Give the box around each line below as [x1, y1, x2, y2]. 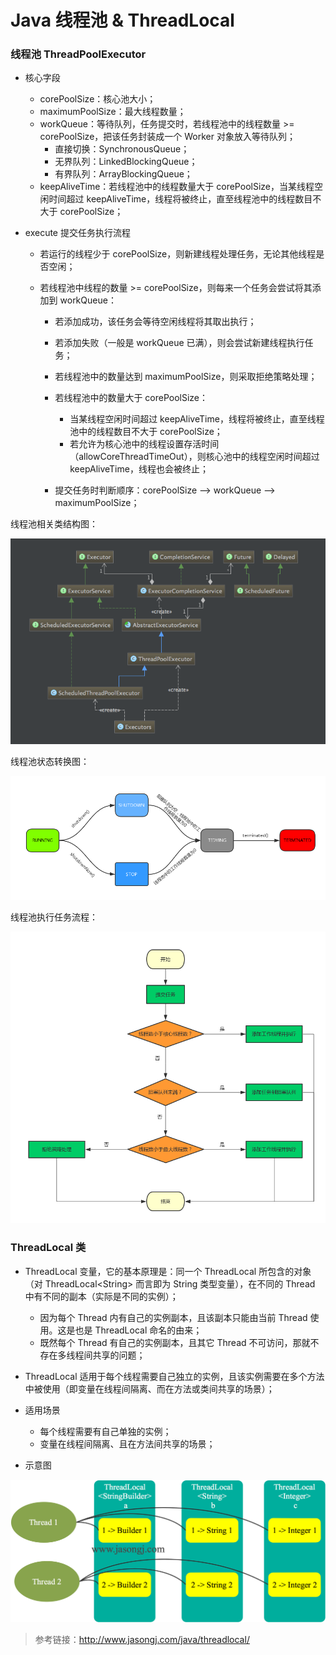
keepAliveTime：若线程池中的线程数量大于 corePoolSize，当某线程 [39, 181, 315, 193]
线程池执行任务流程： [10, 911, 98, 923]
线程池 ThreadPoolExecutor [10, 47, 147, 61]
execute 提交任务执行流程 [24, 227, 131, 239]
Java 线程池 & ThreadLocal [10, 9, 235, 32]
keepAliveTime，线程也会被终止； [69, 463, 209, 475]
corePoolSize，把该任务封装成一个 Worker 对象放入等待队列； [39, 131, 296, 143]
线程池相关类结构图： [10, 518, 98, 530]
